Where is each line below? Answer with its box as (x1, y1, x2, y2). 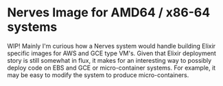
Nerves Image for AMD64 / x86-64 (7, 5, 211, 20)
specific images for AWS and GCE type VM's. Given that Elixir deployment (7, 49, 216, 57)
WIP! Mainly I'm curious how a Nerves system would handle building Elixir (7, 42, 216, 50)
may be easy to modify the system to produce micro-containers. (7, 70, 189, 79)
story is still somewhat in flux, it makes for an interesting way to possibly (7, 56, 212, 64)
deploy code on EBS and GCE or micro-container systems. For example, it (7, 63, 216, 72)
